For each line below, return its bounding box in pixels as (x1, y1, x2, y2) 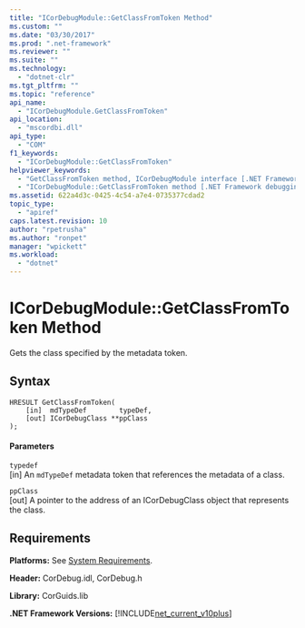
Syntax (9, 374, 51, 390)
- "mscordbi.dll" (17, 124, 84, 133)
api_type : (9, 132, 47, 141)
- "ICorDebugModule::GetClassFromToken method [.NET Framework (17, 183, 261, 192)
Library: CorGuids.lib (9, 590, 89, 601)
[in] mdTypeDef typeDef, (25, 406, 152, 415)
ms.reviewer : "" (9, 47, 71, 56)
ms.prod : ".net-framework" (9, 38, 112, 48)
